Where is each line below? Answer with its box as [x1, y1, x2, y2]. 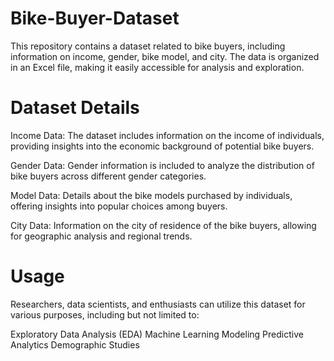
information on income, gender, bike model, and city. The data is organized [10, 50, 320, 62]
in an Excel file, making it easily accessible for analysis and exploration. [10, 61, 305, 73]
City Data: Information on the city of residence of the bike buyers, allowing [10, 219, 317, 231]
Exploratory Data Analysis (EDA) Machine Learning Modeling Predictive [10, 328, 304, 340]
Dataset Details [10, 97, 140, 119]
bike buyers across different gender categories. [10, 170, 207, 182]
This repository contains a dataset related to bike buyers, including [10, 40, 286, 52]
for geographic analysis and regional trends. [10, 230, 193, 242]
